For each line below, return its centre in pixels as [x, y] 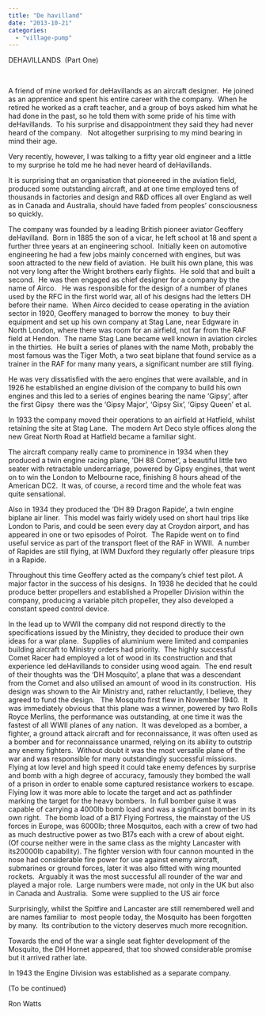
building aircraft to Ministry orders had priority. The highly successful [122, 649]
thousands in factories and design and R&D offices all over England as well [130, 197]
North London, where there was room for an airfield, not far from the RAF [127, 330]
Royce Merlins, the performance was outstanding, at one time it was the [125, 717]
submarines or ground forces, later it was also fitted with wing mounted [125, 869]
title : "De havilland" [46, 15]
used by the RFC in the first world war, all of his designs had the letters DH [130, 297]
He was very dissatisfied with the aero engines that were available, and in [128, 379]
